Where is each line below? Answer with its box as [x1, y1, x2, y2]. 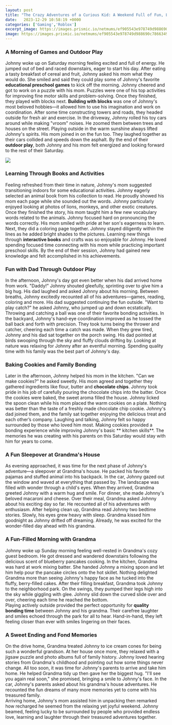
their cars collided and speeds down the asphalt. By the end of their [5, 137, 148, 143]
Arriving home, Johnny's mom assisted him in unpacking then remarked [5, 698, 157, 704]
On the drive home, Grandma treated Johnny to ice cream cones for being [5, 643, 162, 649]
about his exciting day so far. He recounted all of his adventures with [5, 501, 150, 507]
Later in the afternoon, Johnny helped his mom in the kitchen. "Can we [5, 373, 155, 379]
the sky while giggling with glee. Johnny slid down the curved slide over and [5, 591, 166, 597]
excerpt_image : [5, 27, 38, 32]
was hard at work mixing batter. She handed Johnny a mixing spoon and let [5, 564, 164, 570]
